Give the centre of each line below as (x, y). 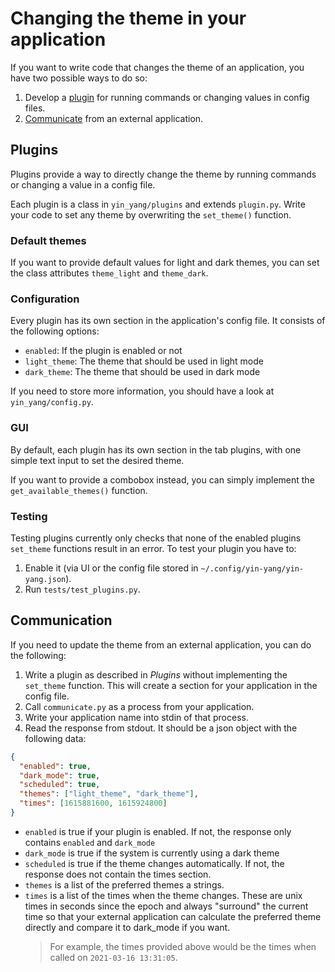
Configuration (45, 299)
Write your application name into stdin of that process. (136, 717)
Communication (61, 620)
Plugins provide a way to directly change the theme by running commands (163, 174)
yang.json (45, 579)
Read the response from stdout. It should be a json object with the (161, 728)
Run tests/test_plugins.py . (82, 589)
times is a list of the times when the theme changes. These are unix (163, 895)
